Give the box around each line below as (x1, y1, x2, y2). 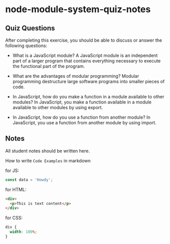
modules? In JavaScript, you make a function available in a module (12, 99, 152, 105)
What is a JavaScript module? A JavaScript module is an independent (12, 52, 158, 58)
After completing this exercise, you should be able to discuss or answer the (5, 37, 162, 43)
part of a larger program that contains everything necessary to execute (12, 58, 161, 64)
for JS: (5, 167, 19, 173)
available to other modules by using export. (12, 104, 103, 110)
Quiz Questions (5, 24, 55, 32)
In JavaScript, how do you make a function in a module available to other (12, 94, 164, 99)
